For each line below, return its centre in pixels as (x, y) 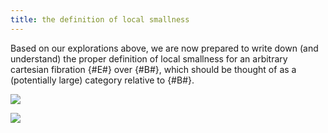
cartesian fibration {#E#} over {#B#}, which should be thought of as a (153, 69)
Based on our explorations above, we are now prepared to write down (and (164, 48)
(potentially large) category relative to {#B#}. (102, 80)
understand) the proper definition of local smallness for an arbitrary (149, 58)
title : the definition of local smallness (100, 19)
